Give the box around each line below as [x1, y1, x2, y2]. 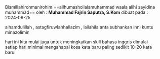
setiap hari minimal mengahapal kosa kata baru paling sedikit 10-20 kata [5, 44, 152, 50]
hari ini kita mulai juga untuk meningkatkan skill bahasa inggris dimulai [5, 39, 148, 45]
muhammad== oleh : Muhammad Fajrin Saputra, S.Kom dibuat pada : [5, 9, 148, 15]
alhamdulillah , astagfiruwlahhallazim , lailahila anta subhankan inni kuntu [5, 24, 154, 30]
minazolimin [5, 29, 30, 35]
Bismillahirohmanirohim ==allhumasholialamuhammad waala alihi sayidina [5, 4, 156, 10]
